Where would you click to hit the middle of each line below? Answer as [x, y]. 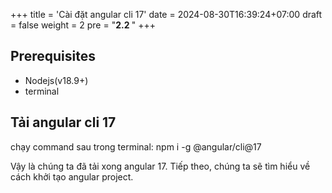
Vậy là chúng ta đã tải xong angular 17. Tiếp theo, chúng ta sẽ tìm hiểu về [160, 166]
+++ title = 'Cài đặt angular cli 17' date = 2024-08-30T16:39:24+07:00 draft [166, 14]
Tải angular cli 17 [63, 122]
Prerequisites [53, 56]
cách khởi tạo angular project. [72, 176]
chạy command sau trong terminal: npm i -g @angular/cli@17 [136, 146]
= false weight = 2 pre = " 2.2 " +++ [83, 25]
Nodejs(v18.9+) [56, 80]
